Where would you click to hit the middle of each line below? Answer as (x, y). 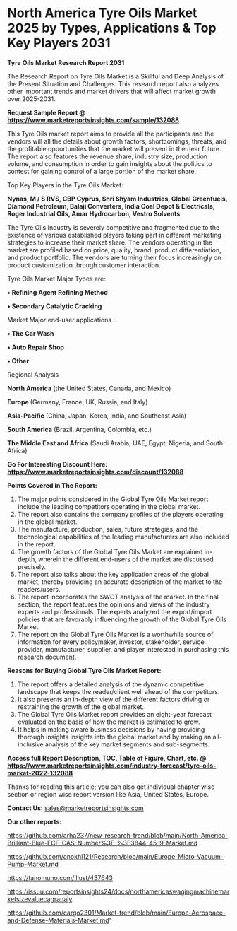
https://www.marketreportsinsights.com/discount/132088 (96, 472)
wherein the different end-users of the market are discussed (126, 559)
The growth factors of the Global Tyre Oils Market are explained (110, 551)
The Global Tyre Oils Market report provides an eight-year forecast (115, 714)
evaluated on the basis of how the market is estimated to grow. (109, 722)
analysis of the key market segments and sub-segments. (127, 744)
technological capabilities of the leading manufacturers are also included (123, 537)
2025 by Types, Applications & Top (112, 28)
